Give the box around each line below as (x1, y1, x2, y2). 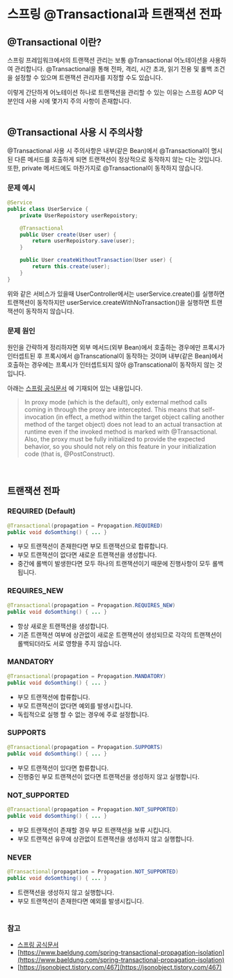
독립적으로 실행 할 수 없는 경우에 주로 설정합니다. (17, 710, 150, 718)
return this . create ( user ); (32, 263, 111, 270)
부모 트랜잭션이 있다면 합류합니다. (17, 764, 109, 772)
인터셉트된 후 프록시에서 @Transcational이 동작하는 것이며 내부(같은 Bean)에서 (7, 352, 223, 361)
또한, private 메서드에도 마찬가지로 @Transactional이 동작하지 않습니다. (7, 164, 204, 172)
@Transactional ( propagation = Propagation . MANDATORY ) (7, 672, 167, 679)
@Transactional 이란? (7, 36, 102, 48)
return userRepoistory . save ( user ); (32, 237, 136, 244)
